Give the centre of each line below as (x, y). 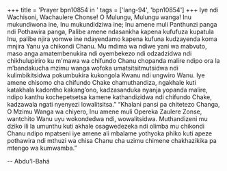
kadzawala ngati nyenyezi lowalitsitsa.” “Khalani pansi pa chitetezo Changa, (113, 104)
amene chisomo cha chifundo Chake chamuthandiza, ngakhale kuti (102, 82)
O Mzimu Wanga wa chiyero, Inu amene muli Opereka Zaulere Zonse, (105, 111)
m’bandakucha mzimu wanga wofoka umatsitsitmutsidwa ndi (93, 68)
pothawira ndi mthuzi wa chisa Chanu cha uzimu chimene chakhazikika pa (112, 141)
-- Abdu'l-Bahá (28, 161)
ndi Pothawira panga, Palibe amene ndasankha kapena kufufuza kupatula (110, 31)
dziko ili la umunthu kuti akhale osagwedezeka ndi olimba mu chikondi (106, 126)
